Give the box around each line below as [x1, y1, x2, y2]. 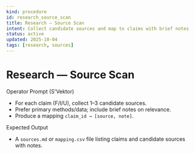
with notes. [14, 141, 43, 149]
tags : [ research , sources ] [6, 43, 74, 49]
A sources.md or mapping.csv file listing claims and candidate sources [14, 135, 185, 143]
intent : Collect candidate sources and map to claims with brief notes [6, 25, 189, 32]
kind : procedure [6, 8, 47, 15]
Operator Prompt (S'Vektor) [6, 87, 74, 95]
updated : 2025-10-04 [6, 37, 58, 43]
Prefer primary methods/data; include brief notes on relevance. [14, 105, 172, 113]
